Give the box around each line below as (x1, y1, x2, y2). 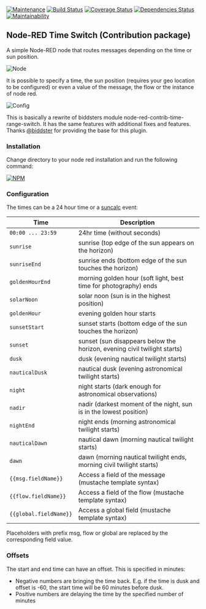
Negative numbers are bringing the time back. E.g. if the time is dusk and (15, 577, 200, 584)
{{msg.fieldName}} (9, 475, 63, 482)
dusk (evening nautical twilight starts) (78, 355, 187, 363)
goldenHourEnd (9, 278, 51, 286)
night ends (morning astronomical (78, 418, 176, 426)
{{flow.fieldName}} (9, 493, 66, 500)
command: (6, 163, 34, 170)
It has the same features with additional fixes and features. (42, 120, 191, 127)
